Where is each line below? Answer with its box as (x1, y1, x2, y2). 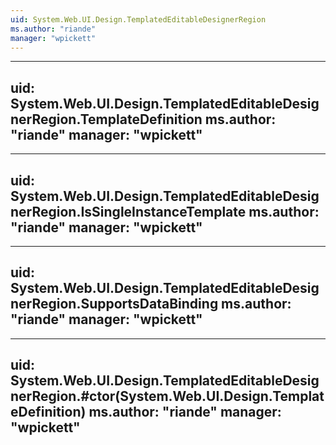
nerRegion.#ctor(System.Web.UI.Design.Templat (10, 388, 325, 405)
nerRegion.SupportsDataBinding (10, 296, 219, 313)
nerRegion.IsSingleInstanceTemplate (10, 203, 247, 220)
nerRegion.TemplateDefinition (10, 111, 203, 128)
